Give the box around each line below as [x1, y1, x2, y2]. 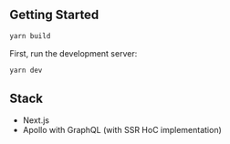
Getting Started [9, 7, 99, 23]
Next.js [22, 115, 50, 126]
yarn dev [9, 66, 43, 75]
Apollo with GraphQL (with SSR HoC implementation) [22, 125, 222, 136]
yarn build [9, 31, 51, 40]
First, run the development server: [9, 47, 138, 58]
